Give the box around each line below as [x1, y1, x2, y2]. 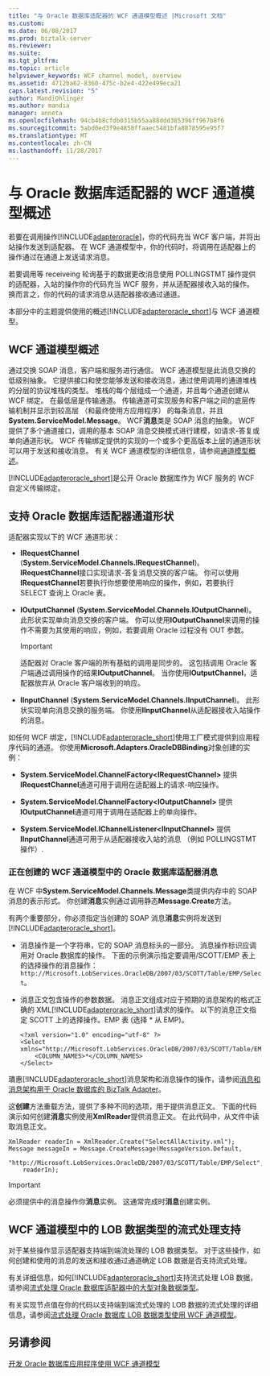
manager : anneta [8, 110, 63, 118]
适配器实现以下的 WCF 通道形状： [8, 532, 121, 541]
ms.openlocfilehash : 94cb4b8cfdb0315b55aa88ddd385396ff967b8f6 [8, 117, 225, 125]
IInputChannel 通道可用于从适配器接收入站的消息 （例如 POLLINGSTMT [19, 834, 257, 843]
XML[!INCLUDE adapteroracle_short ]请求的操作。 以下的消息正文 [35, 1005, 250, 1015]
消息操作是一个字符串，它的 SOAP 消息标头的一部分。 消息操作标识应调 [19, 940, 257, 951]
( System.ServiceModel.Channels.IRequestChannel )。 [19, 557, 205, 567]
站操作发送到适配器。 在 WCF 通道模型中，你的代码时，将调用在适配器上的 [8, 242, 256, 252]
